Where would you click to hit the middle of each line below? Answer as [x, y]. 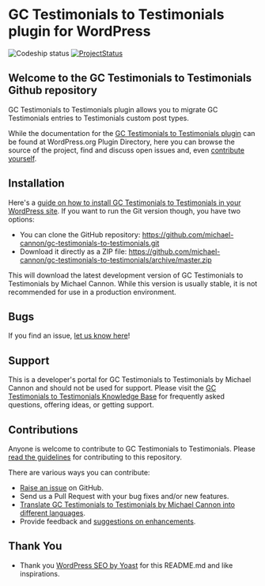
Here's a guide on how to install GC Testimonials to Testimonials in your [125, 202]
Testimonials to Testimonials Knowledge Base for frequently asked [117, 396]
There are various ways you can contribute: [79, 473]
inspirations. [40, 573]
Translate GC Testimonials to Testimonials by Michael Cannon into [127, 505]
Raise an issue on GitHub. [62, 488]
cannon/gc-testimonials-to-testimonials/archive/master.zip [115, 259]
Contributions [43, 430]
